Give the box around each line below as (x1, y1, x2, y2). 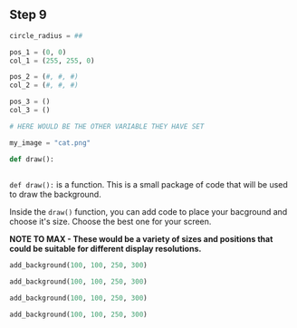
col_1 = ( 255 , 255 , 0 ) (9, 56, 95, 65)
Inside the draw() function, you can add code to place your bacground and (9, 207, 288, 217)
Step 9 (9, 7, 47, 23)
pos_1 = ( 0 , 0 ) (9, 47, 67, 57)
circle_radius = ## (9, 31, 83, 40)
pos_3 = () (9, 97, 51, 107)
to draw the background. (9, 189, 101, 200)
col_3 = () (9, 106, 51, 115)
